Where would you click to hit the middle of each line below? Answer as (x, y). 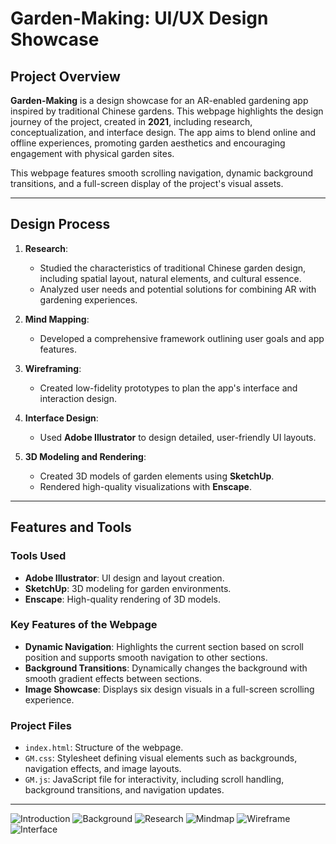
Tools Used (38, 556)
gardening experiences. (88, 299)
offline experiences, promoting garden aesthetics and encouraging (148, 143)
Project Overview (65, 76)
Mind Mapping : (57, 319)
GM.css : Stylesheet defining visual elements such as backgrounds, (161, 758)
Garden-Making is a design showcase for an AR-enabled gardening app (159, 100)
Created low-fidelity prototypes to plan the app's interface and (168, 388)
